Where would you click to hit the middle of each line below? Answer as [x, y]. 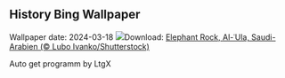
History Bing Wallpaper [75, 15]
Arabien [24, 46]
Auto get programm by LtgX [60, 63]
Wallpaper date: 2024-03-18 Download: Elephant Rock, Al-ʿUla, [129, 37]
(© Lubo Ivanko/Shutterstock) [94, 46]
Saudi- [263, 37]
